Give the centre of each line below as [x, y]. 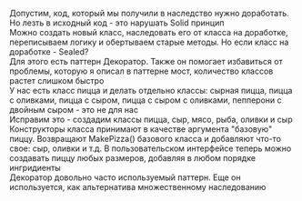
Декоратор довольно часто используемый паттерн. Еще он [125, 177]
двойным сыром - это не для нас [74, 110]
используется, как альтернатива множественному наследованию [138, 187]
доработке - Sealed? [49, 52]
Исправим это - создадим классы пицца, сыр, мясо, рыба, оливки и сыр [151, 119]
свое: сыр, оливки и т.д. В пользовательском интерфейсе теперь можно [151, 148]
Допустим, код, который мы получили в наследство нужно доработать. [149, 13]
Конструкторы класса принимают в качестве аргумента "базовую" [141, 129]
